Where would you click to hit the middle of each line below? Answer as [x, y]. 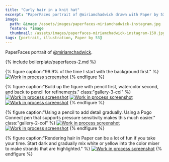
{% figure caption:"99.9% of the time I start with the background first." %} [82, 71]
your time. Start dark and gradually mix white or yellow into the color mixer [82, 143]
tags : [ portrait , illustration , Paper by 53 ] [54, 38]
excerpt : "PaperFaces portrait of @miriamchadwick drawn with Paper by [82, 15]
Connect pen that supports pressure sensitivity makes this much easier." [80, 117]
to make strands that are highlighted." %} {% [84, 148]
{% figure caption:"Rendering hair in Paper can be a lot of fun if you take [80, 138]
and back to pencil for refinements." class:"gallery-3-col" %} [68, 92]
